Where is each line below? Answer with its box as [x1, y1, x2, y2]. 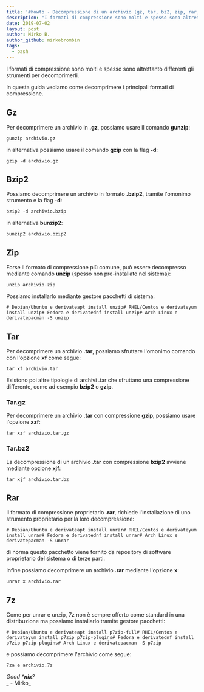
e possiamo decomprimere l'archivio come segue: [6, 651, 132, 658]
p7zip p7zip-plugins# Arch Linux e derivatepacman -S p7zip [6, 640, 162, 646]
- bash [12, 49, 29, 55]
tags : [6, 43, 20, 49]
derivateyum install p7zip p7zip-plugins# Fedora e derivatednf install [6, 635, 194, 641]
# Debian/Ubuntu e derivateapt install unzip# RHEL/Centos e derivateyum [6, 305, 197, 311]
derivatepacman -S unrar [6, 538, 69, 544]
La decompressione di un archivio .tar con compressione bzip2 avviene [6, 458, 186, 465]
